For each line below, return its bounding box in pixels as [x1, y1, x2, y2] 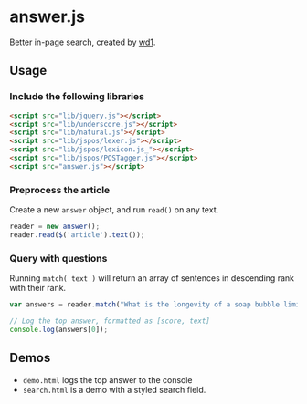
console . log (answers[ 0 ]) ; [9, 325, 108, 334]
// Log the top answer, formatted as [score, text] [9, 316, 210, 326]
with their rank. [9, 283, 67, 294]
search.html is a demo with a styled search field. [22, 384, 206, 395]
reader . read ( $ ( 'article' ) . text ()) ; [9, 230, 145, 239]
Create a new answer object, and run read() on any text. [9, 204, 219, 215]
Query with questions [9, 252, 108, 264]
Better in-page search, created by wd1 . [9, 36, 156, 47]
